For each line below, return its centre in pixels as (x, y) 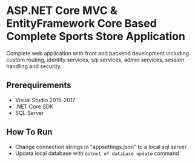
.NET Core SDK (34, 106)
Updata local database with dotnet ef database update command (97, 153)
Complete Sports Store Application (96, 36)
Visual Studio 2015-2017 (45, 100)
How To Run (29, 132)
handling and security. (34, 66)
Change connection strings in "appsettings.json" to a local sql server (101, 147)
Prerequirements (39, 85)
